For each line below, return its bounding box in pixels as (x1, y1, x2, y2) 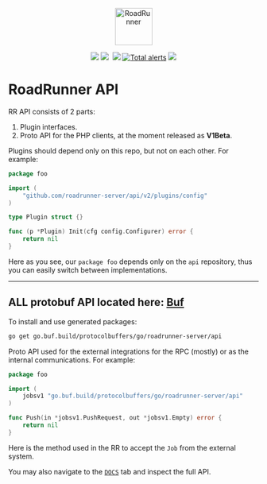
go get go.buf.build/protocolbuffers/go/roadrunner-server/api (8, 332, 222, 340)
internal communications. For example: (8, 354, 136, 365)
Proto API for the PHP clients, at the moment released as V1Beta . (19, 130, 233, 140)
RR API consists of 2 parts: (8, 106, 95, 116)
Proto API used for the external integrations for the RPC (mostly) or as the (8, 347, 249, 356)
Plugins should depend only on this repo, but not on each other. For (8, 145, 229, 155)
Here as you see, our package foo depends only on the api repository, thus (8, 257, 253, 266)
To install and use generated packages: (8, 316, 137, 326)
